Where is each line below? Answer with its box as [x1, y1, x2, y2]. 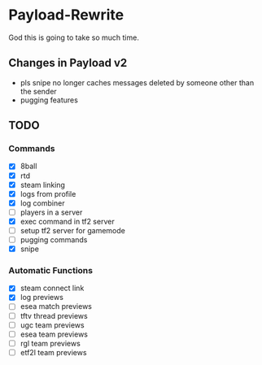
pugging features [20, 95, 79, 105]
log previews [20, 293, 63, 302]
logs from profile [20, 189, 76, 198]
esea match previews [20, 302, 92, 311]
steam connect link [20, 283, 85, 293]
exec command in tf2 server [20, 216, 116, 226]
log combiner [20, 198, 65, 208]
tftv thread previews [20, 311, 88, 320]
